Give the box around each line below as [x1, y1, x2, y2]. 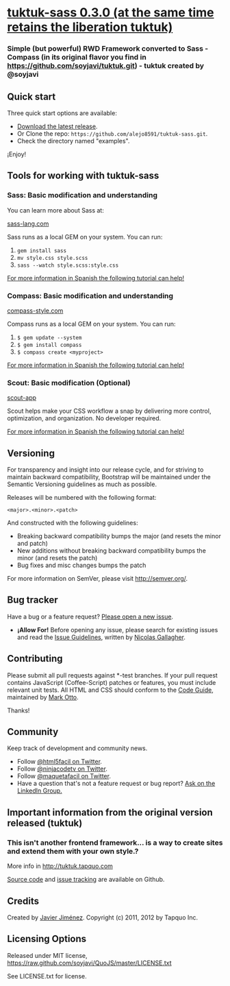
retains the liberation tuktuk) [7, 19, 173, 35]
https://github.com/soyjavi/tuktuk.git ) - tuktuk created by [7, 61, 204, 71]
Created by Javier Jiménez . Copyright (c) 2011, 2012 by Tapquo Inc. [7, 913, 199, 922]
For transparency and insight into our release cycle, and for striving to [7, 466, 204, 474]
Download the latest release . [16, 122, 98, 130]
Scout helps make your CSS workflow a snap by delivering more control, [7, 407, 212, 416]
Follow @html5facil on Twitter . [16, 758, 103, 766]
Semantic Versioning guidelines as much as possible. [7, 480, 157, 488]
